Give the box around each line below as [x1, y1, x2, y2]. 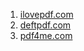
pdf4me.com [19, 30, 73, 41]
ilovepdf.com [19, 9, 74, 20]
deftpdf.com [19, 19, 72, 31]
